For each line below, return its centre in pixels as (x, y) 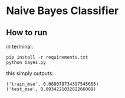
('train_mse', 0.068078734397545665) (52, 84)
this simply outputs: (30, 73)
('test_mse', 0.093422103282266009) (51, 89)
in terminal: (20, 46)
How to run (27, 33)
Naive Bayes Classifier (63, 11)
